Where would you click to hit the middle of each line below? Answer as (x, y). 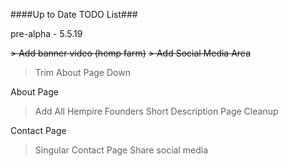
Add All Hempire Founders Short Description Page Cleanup (156, 111)
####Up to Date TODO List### (74, 14)
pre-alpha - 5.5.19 (46, 33)
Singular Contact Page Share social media (121, 150)
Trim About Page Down (82, 72)
